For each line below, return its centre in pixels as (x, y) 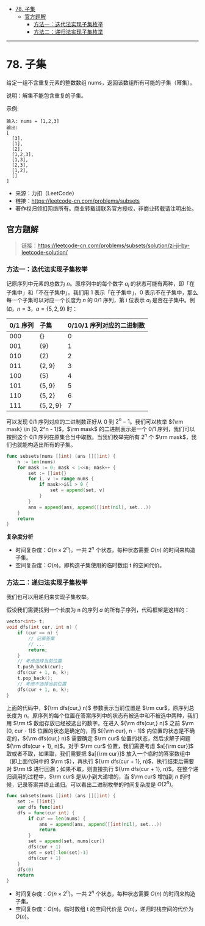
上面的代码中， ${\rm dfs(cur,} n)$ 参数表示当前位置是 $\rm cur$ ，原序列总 (100, 707)
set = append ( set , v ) (77, 490)
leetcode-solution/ (45, 252)
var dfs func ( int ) (41, 807)
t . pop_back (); (35, 678)
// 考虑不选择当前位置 (42, 684)
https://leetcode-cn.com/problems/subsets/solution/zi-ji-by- (114, 245)
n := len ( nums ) (37, 462)
